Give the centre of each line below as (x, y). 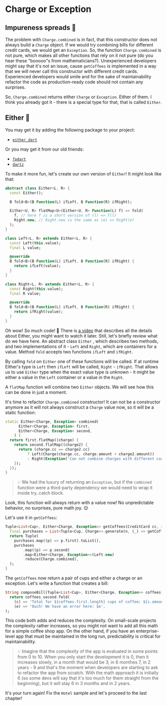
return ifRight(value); (39, 312)
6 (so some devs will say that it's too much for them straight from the (88, 678)
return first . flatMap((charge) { (44, 440)
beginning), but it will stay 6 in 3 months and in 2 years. (74, 684)
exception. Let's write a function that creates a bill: (57, 583)
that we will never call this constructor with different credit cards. (72, 71)
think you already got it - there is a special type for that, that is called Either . (83, 102)
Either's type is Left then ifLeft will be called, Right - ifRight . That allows (82, 366)
